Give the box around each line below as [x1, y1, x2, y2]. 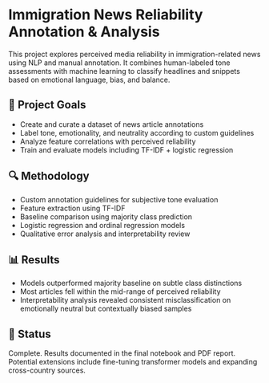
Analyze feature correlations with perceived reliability [19, 136, 196, 146]
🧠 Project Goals [8, 98, 86, 112]
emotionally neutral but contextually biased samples [19, 304, 192, 314]
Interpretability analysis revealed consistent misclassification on [19, 295, 231, 305]
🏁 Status [8, 327, 52, 340]
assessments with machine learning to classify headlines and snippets [8, 66, 240, 75]
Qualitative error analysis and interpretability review [19, 229, 191, 238]
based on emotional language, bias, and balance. [8, 75, 171, 84]
